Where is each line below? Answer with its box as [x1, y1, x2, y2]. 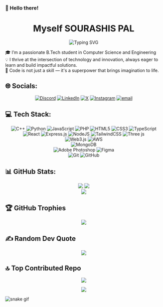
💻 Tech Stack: [5, 110, 51, 119]
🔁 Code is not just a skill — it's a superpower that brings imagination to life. [5, 67, 159, 73]
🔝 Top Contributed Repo [5, 264, 81, 273]
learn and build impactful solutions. [5, 62, 77, 68]
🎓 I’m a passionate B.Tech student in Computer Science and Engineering [5, 49, 157, 55]
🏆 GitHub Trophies [5, 204, 66, 212]
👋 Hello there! [5, 4, 39, 11]
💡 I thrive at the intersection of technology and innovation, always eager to [5, 56, 159, 62]
